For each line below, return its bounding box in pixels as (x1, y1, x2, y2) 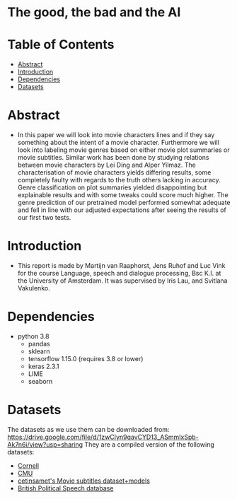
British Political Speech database (17, 483, 114, 492)
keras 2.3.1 (28, 362, 59, 370)
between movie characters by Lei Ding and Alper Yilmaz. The (17, 160, 196, 170)
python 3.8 (17, 331, 50, 340)
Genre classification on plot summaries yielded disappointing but (17, 183, 207, 192)
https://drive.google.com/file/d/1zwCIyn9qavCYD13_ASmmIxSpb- (7, 433, 200, 441)
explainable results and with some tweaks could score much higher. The (17, 191, 229, 199)
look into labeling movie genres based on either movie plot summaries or (17, 146, 230, 154)
